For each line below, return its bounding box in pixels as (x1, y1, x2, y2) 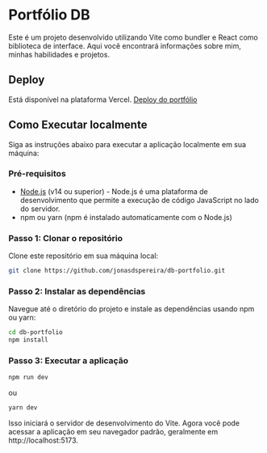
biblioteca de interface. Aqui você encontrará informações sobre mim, (8, 40, 242, 50)
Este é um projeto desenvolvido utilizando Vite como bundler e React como (8, 32, 258, 42)
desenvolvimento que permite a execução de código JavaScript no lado (19, 195, 260, 205)
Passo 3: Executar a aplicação (8, 355, 129, 366)
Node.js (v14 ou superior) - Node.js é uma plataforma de (19, 186, 208, 196)
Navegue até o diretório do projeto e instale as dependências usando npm (8, 304, 255, 314)
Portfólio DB (8, 6, 90, 24)
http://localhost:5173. (8, 435, 79, 446)
